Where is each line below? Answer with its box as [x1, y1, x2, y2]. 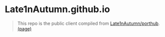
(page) [17, 25, 32, 31]
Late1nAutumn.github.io [5, 4, 110, 15]
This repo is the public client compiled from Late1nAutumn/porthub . [17, 20, 160, 26]
